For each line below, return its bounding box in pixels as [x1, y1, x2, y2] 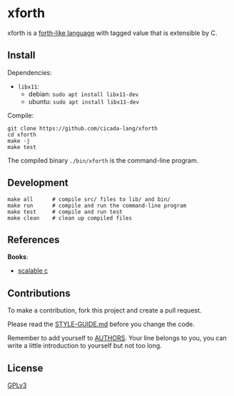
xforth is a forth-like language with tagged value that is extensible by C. [7, 29, 218, 37]
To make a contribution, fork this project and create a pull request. [7, 306, 202, 315]
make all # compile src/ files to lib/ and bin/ [7, 196, 171, 203]
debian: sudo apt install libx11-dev [28, 89, 139, 98]
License [7, 362, 44, 374]
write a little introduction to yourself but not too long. [7, 341, 162, 350]
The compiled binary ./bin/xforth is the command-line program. [7, 156, 199, 165]
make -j [7, 137, 31, 144]
